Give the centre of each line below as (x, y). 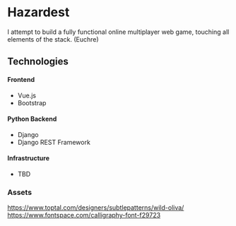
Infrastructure (29, 158)
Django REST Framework (54, 142)
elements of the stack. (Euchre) (53, 39)
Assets (20, 192)
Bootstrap (32, 102)
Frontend (21, 79)
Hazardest (39, 12)
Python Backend (32, 119)
